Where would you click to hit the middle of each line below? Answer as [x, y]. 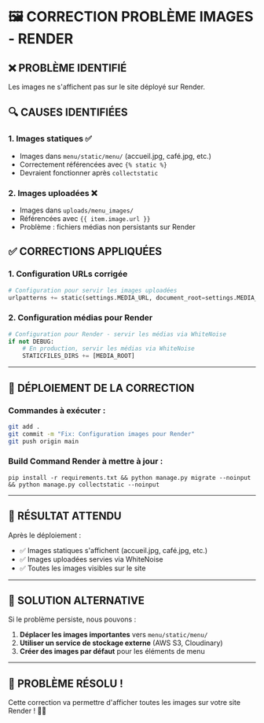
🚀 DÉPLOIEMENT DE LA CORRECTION [101, 388]
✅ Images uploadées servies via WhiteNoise [91, 559]
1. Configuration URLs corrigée [68, 274]
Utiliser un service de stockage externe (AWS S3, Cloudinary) [121, 643]
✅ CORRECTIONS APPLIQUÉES [85, 251]
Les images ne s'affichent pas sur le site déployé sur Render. [107, 87]
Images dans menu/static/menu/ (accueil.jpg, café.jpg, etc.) [115, 156]
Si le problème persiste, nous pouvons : [72, 619]
